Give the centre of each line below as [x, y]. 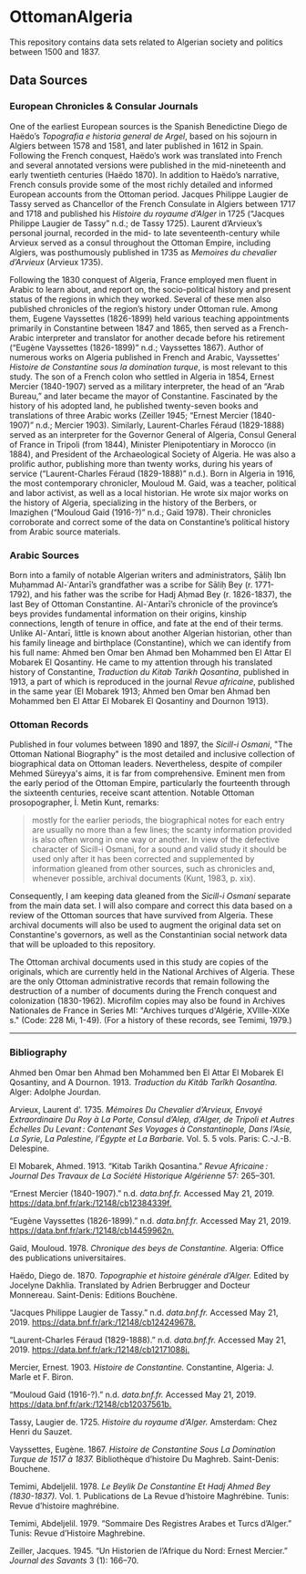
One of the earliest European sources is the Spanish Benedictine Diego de [148, 126]
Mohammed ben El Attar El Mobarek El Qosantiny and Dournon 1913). [139, 700]
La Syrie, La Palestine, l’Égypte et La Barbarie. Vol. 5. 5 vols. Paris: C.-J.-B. [150, 1138]
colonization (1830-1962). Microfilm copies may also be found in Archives [148, 1001]
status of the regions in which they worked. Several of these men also [140, 299]
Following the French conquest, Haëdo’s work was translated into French [146, 155]
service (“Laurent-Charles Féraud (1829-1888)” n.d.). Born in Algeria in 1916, [153, 473]
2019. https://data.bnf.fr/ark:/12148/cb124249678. [102, 1322]
